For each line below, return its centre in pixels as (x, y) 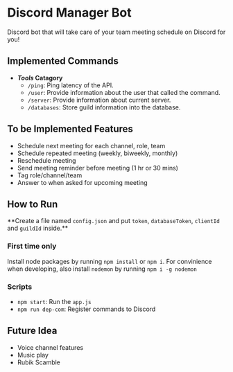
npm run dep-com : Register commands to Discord (86, 309)
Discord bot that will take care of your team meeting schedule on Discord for (116, 32)
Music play (33, 355)
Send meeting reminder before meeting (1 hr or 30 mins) (98, 168)
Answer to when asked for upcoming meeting (82, 182)
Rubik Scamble (39, 362)
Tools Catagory (40, 78)
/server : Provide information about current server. (99, 100)
